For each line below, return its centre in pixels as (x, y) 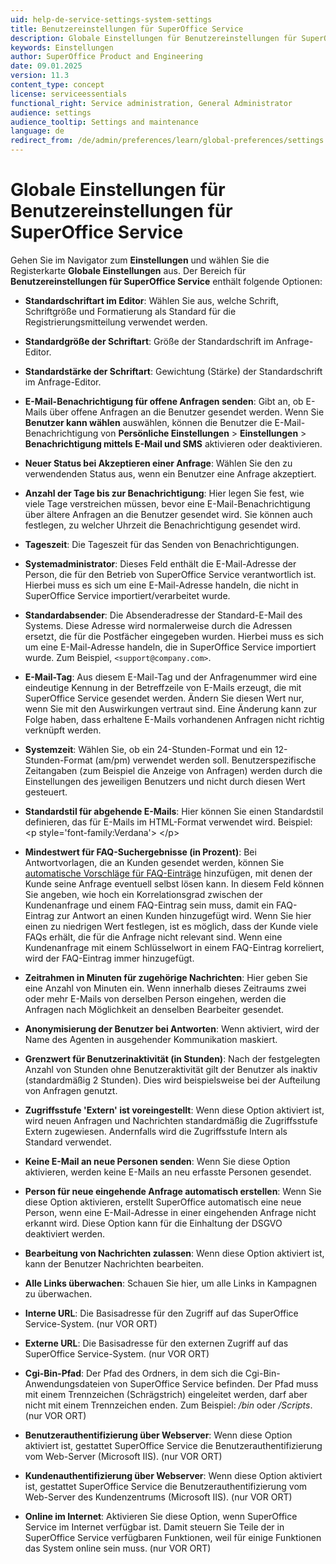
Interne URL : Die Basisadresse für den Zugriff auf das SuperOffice (161, 1313)
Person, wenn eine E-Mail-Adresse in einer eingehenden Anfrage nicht (170, 1212)
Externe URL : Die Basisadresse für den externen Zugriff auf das (156, 1343)
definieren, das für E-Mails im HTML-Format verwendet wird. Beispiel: (168, 822)
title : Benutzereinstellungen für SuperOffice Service (127, 29)
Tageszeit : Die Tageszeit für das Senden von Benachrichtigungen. (162, 544)
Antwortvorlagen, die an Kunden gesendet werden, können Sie (154, 862)
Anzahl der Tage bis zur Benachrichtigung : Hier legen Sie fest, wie (164, 493)
